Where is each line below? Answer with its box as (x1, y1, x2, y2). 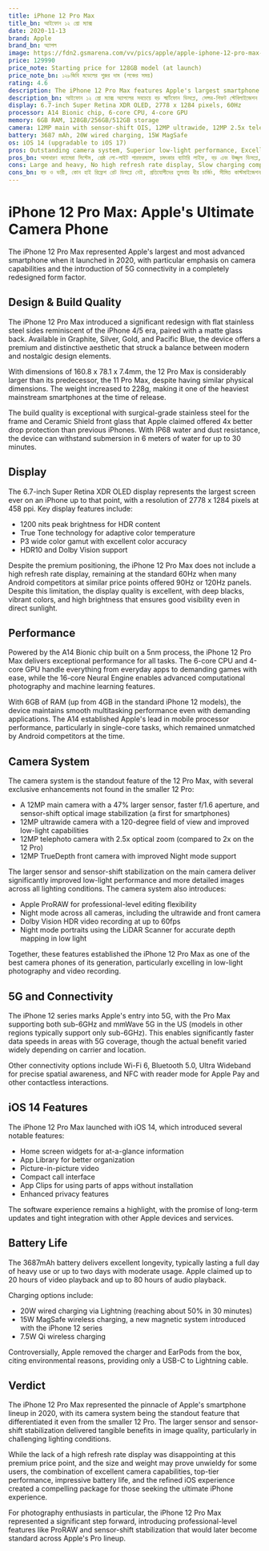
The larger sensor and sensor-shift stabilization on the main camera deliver (8, 867, 256, 876)
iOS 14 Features (8, 1101, 88, 1115)
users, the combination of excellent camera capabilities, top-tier (8, 1467, 219, 1476)
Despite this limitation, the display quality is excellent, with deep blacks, (8, 586, 244, 595)
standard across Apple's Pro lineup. (8, 1533, 126, 1543)
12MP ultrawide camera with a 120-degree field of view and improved (19, 817, 250, 827)
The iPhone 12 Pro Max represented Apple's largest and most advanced (8, 247, 246, 256)
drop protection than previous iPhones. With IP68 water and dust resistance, (8, 425, 261, 435)
